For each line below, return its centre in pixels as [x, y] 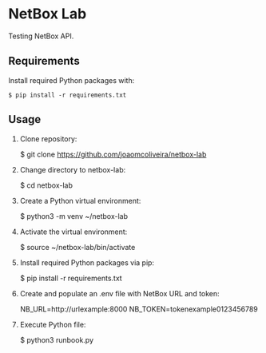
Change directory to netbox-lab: [73, 169]
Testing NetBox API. [41, 36]
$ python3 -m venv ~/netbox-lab [74, 216]
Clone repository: [48, 139]
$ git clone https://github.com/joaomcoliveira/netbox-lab [113, 154]
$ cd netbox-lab [46, 185]
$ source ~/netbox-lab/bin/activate [77, 247]
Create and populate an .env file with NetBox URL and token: [119, 293]
